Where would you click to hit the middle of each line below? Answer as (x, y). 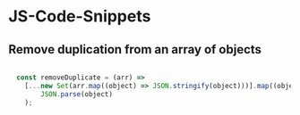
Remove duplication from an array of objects (135, 49)
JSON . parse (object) (77, 94)
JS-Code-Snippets (80, 16)
